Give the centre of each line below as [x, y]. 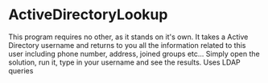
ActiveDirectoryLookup [88, 15]
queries [21, 70]
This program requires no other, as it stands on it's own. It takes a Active [128, 37]
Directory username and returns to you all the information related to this [127, 45]
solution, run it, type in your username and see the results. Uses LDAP [125, 62]
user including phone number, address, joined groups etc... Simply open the [134, 53]
